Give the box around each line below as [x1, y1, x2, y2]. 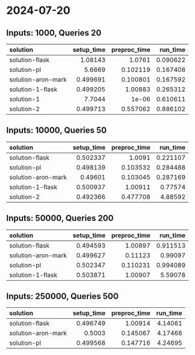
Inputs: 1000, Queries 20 [6, 28, 101, 38]
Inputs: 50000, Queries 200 [6, 213, 114, 223]
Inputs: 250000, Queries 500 [6, 291, 119, 302]
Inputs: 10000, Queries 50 [6, 125, 107, 136]
